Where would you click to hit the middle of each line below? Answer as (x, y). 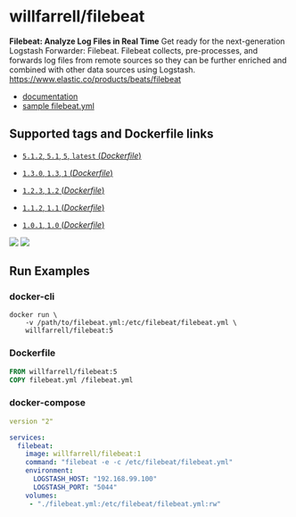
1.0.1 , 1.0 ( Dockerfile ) (63, 224)
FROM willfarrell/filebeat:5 (63, 371)
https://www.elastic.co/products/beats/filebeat (95, 79)
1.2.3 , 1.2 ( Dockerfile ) (63, 190)
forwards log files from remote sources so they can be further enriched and (148, 60)
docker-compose (48, 403)
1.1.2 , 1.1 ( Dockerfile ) (63, 207)
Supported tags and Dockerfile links (111, 134)
